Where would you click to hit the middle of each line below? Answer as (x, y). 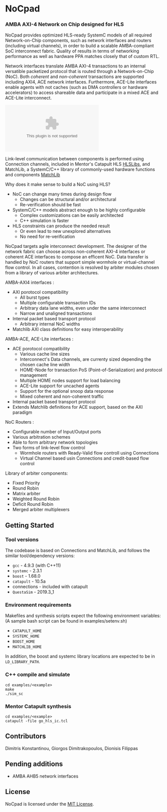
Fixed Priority (26, 483)
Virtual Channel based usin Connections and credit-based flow (84, 458)
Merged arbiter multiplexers (41, 510)
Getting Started (30, 525)
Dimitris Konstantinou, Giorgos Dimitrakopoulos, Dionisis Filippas (72, 748)
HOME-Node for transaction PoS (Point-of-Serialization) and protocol (91, 370)
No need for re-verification (47, 237)
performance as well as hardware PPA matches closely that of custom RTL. (82, 56)
